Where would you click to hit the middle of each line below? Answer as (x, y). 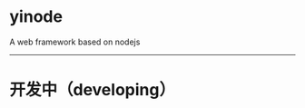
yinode (36, 17)
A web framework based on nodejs (75, 42)
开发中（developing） (92, 90)
